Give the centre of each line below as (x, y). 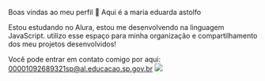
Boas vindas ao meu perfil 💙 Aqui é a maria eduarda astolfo (105, 12)
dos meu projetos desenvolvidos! (62, 44)
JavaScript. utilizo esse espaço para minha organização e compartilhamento (133, 36)
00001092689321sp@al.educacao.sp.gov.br (81, 68)
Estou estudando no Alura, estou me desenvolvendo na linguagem (116, 27)
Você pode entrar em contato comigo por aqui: (85, 59)
